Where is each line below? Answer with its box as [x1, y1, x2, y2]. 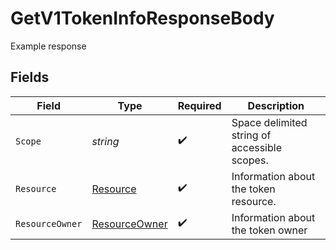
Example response [10, 40, 87, 52]
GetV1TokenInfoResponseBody [10, 7, 275, 30]
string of [231, 128, 272, 142]
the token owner [231, 223, 308, 237]
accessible [231, 140, 282, 154]
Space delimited [231, 115, 308, 129]
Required [177, 98, 222, 112]
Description [247, 98, 305, 112]
